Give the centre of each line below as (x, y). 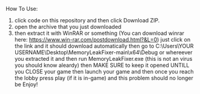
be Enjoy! (26, 84)
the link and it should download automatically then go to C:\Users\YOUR (104, 46)
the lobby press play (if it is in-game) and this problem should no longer (104, 78)
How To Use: (22, 9)
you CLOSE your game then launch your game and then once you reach (104, 71)
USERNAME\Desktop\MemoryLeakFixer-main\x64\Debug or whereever (103, 52)
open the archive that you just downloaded (68, 27)
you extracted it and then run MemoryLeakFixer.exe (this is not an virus (103, 59)
